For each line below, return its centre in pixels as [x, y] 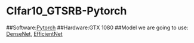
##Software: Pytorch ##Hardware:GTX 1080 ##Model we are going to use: [97, 27]
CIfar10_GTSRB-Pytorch [67, 11]
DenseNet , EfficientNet [34, 33]
